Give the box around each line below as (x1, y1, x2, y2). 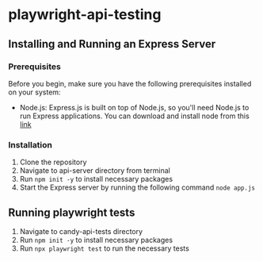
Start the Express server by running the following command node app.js (19, 182, 256, 192)
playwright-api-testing (8, 6, 162, 24)
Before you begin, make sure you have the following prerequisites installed (8, 79, 252, 88)
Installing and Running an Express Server (8, 37, 216, 51)
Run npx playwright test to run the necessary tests (19, 244, 190, 253)
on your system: (8, 87, 61, 97)
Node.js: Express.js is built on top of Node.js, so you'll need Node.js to (19, 102, 250, 112)
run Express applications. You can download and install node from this (19, 111, 250, 121)
